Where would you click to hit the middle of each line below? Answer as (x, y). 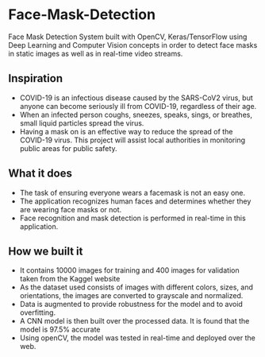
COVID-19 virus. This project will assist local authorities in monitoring (132, 140)
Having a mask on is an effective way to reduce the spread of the (126, 131)
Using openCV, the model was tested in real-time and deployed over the (137, 338)
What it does (40, 174)
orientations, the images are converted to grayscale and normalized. (131, 296)
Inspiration (36, 78)
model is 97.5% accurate (60, 330)
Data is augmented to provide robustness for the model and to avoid (131, 305)
